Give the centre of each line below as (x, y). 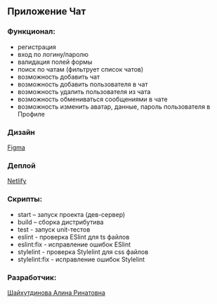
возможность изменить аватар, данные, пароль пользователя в (114, 106)
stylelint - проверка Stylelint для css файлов (83, 251)
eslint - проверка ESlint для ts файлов (73, 237)
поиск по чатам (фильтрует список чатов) (80, 69)
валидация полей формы (55, 62)
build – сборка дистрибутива (60, 222)
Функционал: (32, 32)
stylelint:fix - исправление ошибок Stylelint (81, 259)
